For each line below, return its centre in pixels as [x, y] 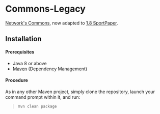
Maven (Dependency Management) [50, 69]
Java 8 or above [30, 63]
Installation [23, 39]
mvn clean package [37, 106]
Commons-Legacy [45, 9]
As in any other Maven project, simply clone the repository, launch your [80, 92]
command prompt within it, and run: [43, 97]
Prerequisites [20, 52]
